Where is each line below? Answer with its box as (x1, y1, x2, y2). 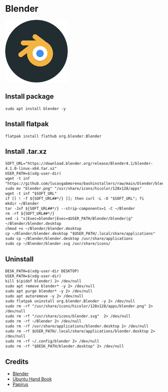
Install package (5, 92, 54, 101)
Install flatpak (5, 120, 49, 128)
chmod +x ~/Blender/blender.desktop (5, 226, 81, 231)
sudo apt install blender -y (5, 106, 66, 111)
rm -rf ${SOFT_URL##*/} (5, 211, 55, 216)
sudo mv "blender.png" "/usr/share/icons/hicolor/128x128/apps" (5, 186, 142, 191)
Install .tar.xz (5, 147, 47, 156)
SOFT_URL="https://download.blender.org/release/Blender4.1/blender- (5, 161, 153, 166)
